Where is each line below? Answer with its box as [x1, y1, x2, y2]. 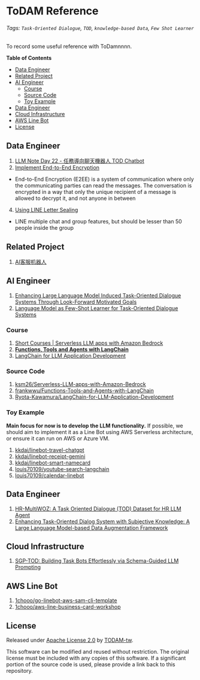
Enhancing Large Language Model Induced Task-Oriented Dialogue [14, 292, 181, 299]
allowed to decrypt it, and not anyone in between [14, 195, 136, 202]
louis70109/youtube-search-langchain [14, 465, 110, 472]
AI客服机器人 [14, 259, 47, 266]
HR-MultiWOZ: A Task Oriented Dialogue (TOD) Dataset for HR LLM [14, 505, 181, 512]
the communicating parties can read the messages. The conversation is [14, 182, 192, 189]
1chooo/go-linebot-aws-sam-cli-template [14, 597, 117, 604]
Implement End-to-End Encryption [14, 164, 100, 171]
